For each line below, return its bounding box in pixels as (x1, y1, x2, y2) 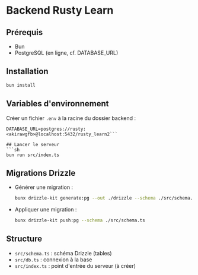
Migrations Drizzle (6, 167, 76, 178)
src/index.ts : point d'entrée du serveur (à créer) (14, 262, 136, 269)
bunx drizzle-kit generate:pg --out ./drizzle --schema (14, 195, 156, 201)
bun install (6, 82, 36, 88)
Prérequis (6, 27, 43, 37)
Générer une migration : (14, 184, 73, 191)
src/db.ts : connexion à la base (14, 256, 92, 263)
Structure (6, 234, 43, 244)
